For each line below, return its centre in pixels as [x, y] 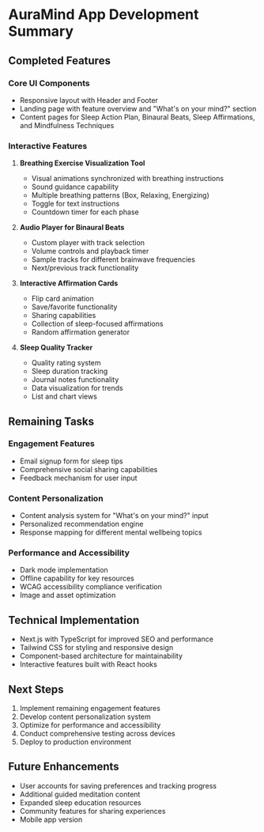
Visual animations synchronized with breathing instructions [127, 179]
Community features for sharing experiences [92, 811]
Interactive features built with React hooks [89, 664]
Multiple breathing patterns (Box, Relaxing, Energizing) [120, 195]
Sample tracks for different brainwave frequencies [113, 259]
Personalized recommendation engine [81, 524]
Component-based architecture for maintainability [101, 656]
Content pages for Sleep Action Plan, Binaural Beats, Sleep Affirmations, [137, 117]
